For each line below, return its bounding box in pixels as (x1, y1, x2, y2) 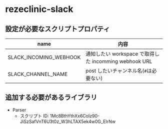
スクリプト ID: (19, 112, 49, 118)
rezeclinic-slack (5, 3, 73, 15)
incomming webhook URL (91, 58, 152, 64)
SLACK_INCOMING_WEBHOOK (7, 54, 81, 60)
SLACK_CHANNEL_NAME (7, 71, 68, 77)
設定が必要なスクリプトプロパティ (5, 24, 110, 33)
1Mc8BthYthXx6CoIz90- (49, 112, 100, 118)
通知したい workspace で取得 (85, 50, 155, 57)
